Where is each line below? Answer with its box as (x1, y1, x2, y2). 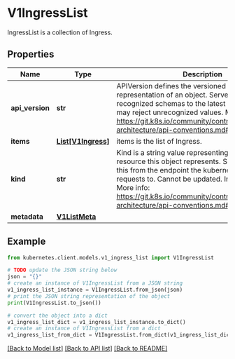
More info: (116, 182, 150, 192)
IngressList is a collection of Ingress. (7, 28, 113, 36)
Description (183, 69, 222, 79)
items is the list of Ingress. (116, 136, 202, 146)
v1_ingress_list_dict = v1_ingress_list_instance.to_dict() (7, 318, 187, 325)
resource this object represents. (116, 156, 222, 166)
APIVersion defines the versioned (116, 81, 226, 90)
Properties (7, 48, 55, 60)
